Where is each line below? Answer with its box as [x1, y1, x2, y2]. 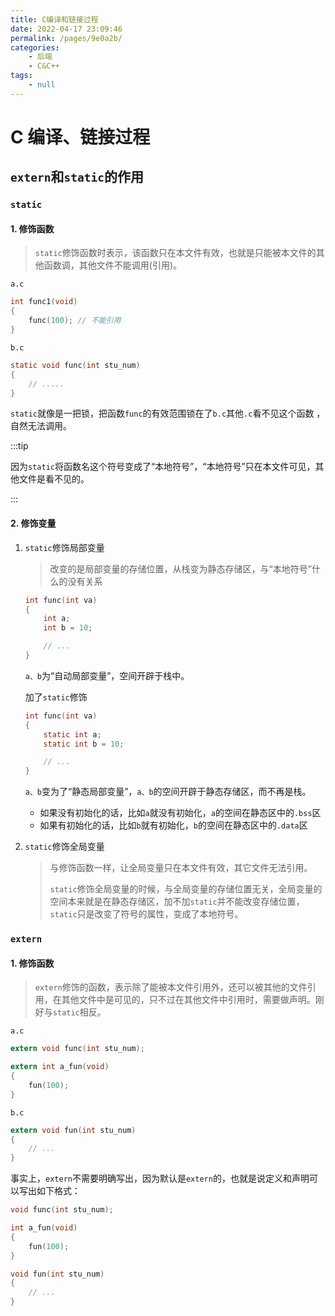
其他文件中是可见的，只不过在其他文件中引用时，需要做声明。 [61, 994, 316, 1006]
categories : [10, 42, 60, 53]
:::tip [10, 440, 29, 452]
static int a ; [43, 729, 102, 740]
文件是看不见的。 [18, 473, 90, 485]
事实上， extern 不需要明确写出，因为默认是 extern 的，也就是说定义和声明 [10, 1172, 310, 1185]
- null [28, 80, 56, 90]
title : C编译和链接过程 [10, 14, 99, 25]
